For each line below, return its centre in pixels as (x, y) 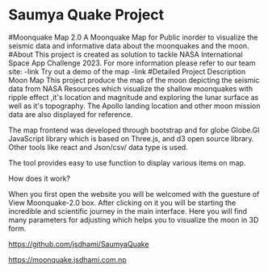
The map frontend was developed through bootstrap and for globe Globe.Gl (134, 130)
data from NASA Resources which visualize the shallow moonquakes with (130, 88)
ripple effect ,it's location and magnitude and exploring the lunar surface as (134, 97)
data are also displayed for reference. (71, 114)
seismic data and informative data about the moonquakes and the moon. (129, 45)
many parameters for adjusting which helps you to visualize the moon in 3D (134, 220)
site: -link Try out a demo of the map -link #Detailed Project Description (127, 71)
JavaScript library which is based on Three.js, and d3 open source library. (131, 138)
